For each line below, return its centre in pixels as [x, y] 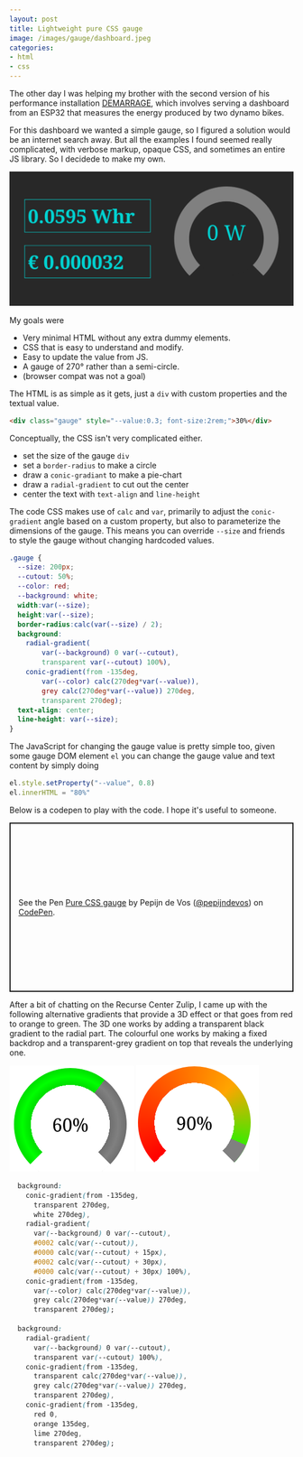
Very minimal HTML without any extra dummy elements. [127, 338]
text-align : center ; [56, 710]
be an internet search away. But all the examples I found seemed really [141, 139]
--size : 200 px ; [46, 567]
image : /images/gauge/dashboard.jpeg [80, 38]
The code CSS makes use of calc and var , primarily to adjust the [129, 511]
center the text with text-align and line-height [111, 494]
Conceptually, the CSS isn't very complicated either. [106, 438]
